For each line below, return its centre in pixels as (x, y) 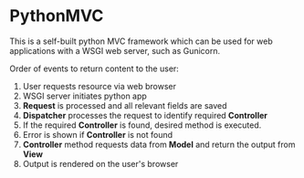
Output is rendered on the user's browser (100, 163)
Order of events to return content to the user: (94, 68)
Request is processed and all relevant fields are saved (125, 105)
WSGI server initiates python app (85, 96)
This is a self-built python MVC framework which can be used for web (141, 41)
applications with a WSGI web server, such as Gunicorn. (115, 50)
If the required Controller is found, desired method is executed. (142, 125)
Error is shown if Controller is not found (98, 134)
